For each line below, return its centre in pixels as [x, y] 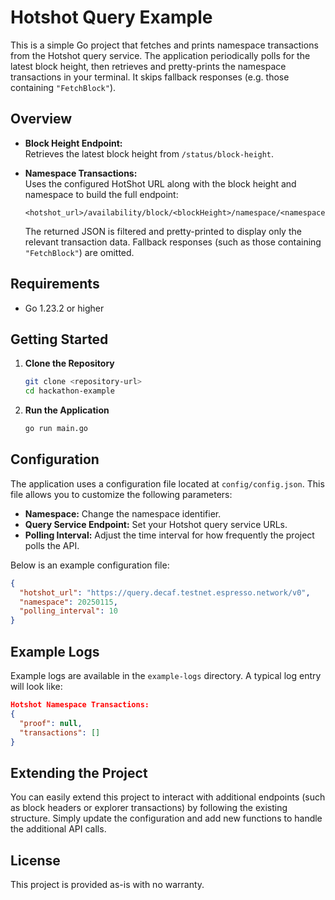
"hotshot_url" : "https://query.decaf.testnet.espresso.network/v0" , [165, 592]
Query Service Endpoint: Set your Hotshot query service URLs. [156, 524]
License [35, 860]
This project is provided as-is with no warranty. [107, 884]
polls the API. [52, 545]
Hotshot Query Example [111, 17]
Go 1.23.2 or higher [64, 308]
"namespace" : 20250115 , [68, 602]
